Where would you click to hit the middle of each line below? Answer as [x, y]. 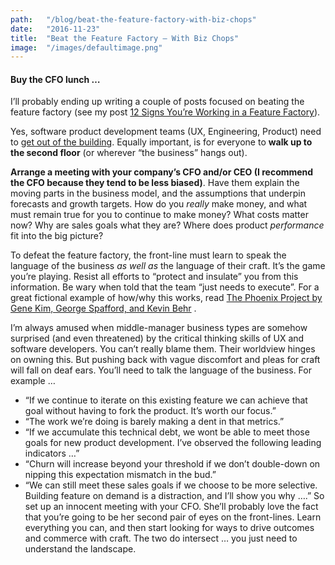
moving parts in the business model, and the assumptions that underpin [158, 193]
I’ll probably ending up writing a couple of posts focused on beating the [157, 102]
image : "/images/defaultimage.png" [86, 47]
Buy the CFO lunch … [55, 79]
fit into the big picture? [57, 236]
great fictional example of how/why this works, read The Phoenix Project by [166, 298]
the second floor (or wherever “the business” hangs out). [129, 153]
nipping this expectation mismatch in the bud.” [120, 475]
